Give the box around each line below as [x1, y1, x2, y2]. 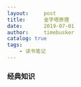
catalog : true [7, 35, 48, 42]
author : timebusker [7, 29, 75, 36]
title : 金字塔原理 [7, 16, 69, 23]
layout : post [7, 10, 56, 17]
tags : [7, 41, 22, 48]
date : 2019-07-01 [7, 22, 75, 29]
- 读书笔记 [19, 48, 46, 55]
